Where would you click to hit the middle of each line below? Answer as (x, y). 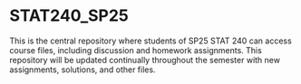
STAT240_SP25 (69, 16)
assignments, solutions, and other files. (83, 70)
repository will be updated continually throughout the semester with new (145, 60)
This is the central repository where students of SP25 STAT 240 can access (150, 41)
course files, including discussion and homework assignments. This (136, 50)
